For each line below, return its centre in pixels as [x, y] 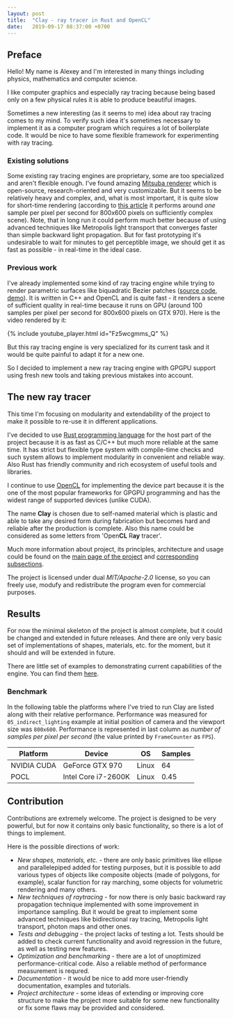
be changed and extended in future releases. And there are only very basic [115, 638]
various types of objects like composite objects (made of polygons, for [119, 874]
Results [24, 614]
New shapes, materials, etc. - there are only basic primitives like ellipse [120, 860]
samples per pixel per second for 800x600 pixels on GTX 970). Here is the [114, 312]
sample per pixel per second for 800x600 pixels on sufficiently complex [110, 213]
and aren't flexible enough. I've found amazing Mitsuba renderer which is [112, 183]
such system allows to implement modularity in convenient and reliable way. [116, 457]
